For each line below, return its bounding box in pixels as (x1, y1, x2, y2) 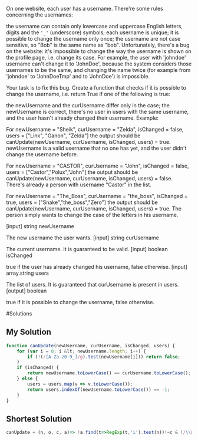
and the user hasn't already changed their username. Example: (6, 114, 159, 121)
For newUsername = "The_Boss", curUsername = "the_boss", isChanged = (6, 193, 188, 199)
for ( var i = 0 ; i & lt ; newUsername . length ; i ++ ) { (16, 348, 146, 354)
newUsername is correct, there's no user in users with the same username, (6, 108, 189, 115)
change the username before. (6, 151, 78, 158)
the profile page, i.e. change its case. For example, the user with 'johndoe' (6, 54, 186, 61)
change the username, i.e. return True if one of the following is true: (6, 91, 171, 97)
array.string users (6, 269, 49, 277)
